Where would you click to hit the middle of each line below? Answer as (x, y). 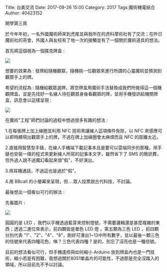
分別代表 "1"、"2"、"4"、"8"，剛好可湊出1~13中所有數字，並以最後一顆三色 (82, 235)
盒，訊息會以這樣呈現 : (28, 100)
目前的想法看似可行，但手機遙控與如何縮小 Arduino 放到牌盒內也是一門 (78, 252)
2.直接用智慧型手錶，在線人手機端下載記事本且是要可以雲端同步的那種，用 (82, 147)
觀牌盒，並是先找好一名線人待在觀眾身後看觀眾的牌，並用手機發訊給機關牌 (82, 94)
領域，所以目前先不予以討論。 (36, 264)
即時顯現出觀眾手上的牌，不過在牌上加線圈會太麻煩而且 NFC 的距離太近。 (85, 137)
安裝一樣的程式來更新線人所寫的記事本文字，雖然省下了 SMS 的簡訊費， (87, 154)
